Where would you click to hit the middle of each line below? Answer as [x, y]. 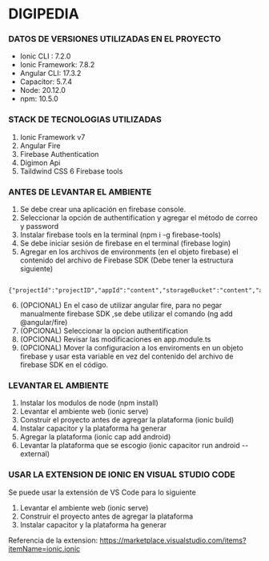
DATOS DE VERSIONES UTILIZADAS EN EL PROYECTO [115, 39]
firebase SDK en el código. [64, 365]
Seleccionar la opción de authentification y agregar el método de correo [139, 218]
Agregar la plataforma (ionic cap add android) [95, 437]
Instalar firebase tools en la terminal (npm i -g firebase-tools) [120, 235]
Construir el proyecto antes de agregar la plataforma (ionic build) [127, 420]
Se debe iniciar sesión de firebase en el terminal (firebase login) [125, 243]
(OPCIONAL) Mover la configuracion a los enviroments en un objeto [132, 348]
